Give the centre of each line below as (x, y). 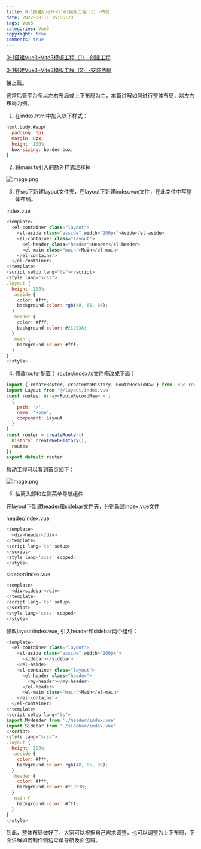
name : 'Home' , (34, 413)
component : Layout (40, 418)
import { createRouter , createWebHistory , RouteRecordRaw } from (89, 385)
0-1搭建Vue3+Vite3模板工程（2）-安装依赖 (59, 70)
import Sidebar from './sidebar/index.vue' (61, 726)
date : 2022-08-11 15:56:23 (40, 17)
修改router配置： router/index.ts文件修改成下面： (75, 373)
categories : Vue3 (28, 28)
